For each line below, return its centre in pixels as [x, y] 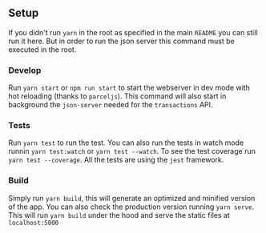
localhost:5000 [34, 223]
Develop [25, 70]
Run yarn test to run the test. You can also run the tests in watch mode [126, 143]
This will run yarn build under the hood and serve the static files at [119, 215]
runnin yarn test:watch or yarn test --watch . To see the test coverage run [132, 151]
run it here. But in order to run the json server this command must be [121, 41]
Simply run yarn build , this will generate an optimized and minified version [132, 198]
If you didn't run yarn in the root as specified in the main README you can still [133, 32]
